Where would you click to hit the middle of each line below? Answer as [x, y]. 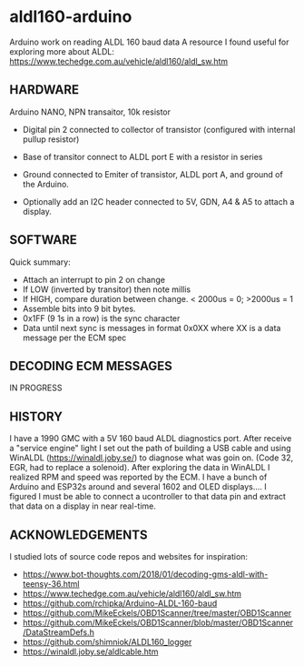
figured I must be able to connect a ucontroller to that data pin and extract [147, 497]
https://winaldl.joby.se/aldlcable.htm [90, 651]
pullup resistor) [51, 139]
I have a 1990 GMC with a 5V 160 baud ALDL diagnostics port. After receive [151, 439]
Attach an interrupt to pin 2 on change [94, 279]
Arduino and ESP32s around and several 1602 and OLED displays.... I [138, 487]
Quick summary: [40, 262]
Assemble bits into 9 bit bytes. [79, 308]
